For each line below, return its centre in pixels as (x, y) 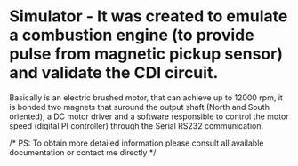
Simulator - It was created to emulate (149, 16)
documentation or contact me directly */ (83, 152)
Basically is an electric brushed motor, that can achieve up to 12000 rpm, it (146, 97)
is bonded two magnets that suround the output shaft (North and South (139, 107)
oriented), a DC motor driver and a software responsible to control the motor (149, 116)
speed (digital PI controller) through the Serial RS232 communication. (137, 125)
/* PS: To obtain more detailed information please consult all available (137, 143)
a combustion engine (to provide (132, 35)
